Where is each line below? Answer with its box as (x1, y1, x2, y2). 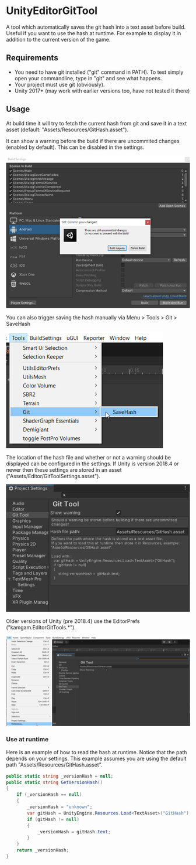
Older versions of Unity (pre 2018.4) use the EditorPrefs (6, 618, 140, 625)
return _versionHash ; (16, 847, 69, 853)
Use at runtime (6, 735, 49, 744)
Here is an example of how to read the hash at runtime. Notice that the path (6, 748, 187, 755)
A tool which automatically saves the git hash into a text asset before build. (6, 23, 186, 30)
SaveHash (6, 321, 31, 328)
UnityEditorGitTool (6, 4, 98, 18)
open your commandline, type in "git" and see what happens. (14, 74, 162, 81)
